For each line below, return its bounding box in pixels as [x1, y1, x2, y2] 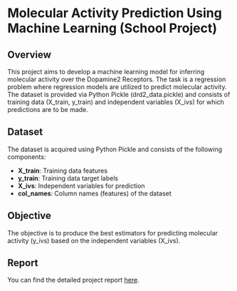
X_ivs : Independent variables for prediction [17, 181, 145, 190]
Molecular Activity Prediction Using [7, 5, 222, 21]
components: [7, 152, 46, 161]
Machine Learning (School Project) [7, 20, 217, 36]
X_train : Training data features [17, 166, 108, 175]
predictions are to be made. [7, 106, 89, 113]
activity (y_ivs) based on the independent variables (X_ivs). [7, 236, 181, 245]
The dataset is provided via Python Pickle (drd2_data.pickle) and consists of [7, 91, 231, 98]
